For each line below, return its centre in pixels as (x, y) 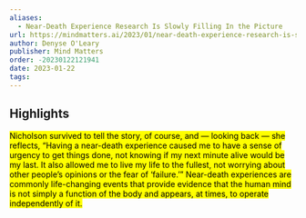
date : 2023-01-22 (42, 69)
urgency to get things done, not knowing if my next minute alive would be (147, 154)
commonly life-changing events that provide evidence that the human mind (150, 183)
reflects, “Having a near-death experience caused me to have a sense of (146, 145)
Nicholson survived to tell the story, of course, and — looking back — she (148, 135)
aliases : (26, 18)
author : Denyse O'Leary (55, 43)
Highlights (40, 114)
